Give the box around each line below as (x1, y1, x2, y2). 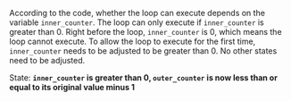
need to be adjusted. (9, 55, 86, 65)
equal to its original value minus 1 (9, 82, 136, 92)
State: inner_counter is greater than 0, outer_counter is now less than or (9, 72, 279, 83)
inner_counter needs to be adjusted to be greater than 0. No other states (9, 46, 278, 56)
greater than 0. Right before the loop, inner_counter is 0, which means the (9, 27, 283, 37)
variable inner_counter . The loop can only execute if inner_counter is (9, 17, 265, 28)
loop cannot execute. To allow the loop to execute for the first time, (9, 36, 256, 46)
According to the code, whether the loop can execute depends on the (9, 8, 266, 18)
